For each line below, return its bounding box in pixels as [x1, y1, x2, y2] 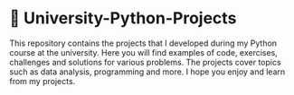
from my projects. [9, 75, 76, 86]
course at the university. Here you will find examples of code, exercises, [9, 47, 278, 57]
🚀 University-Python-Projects [9, 8, 237, 29]
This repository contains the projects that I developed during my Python [9, 38, 278, 48]
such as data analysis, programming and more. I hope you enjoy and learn [9, 66, 286, 77]
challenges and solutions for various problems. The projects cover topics [9, 56, 282, 67]
